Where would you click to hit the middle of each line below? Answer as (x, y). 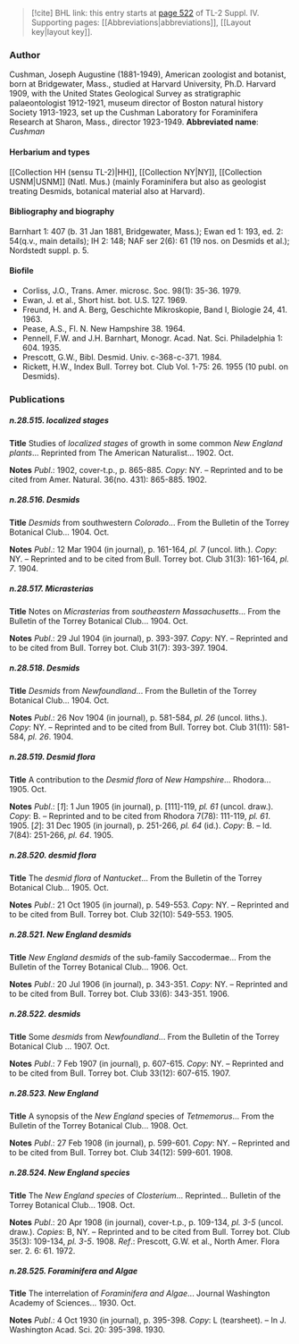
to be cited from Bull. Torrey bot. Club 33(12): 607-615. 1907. (120, 1073)
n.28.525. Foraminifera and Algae (74, 1271)
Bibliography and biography (62, 211)
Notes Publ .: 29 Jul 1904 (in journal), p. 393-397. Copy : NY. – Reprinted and (149, 638)
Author (25, 55)
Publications (37, 399)
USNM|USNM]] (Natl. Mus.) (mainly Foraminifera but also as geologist (137, 182)
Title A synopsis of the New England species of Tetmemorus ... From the (142, 1116)
